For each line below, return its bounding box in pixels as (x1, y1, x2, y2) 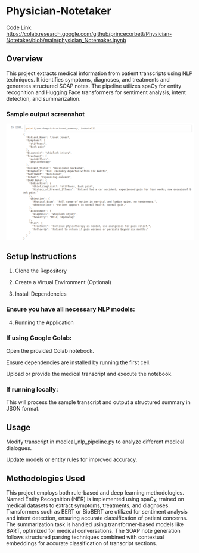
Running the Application (14, 319, 74, 326)
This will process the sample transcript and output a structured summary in (6, 399, 191, 406)
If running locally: (6, 385, 58, 393)
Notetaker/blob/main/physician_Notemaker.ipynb (6, 36, 126, 44)
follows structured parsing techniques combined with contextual (6, 533, 164, 540)
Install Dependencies (14, 290, 67, 297)
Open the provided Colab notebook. (6, 347, 94, 354)
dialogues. (6, 445, 32, 452)
